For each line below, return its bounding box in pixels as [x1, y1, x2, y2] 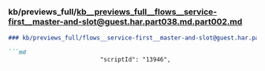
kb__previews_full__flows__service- [76, 6, 218, 17]
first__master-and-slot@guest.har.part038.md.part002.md [8, 16, 243, 27]
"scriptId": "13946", [99, 56, 171, 64]
